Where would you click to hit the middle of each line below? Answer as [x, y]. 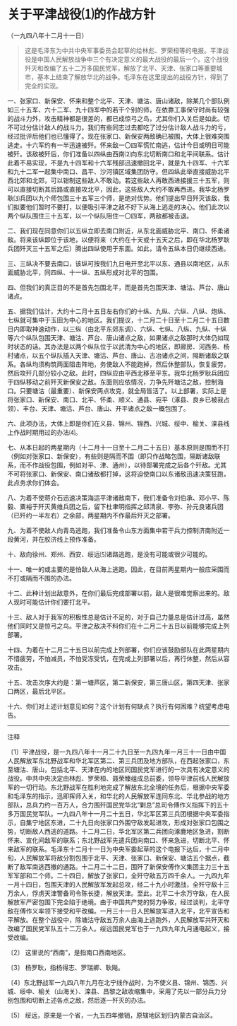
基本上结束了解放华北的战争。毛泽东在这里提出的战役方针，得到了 [133, 77]
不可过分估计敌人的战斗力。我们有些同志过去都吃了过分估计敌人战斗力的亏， [119, 127]
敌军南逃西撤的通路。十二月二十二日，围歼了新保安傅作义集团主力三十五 [124, 866]
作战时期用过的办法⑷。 [47, 432]
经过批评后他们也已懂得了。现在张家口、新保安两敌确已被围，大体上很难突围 [119, 136]
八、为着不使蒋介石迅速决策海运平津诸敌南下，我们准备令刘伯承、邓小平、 [115, 497]
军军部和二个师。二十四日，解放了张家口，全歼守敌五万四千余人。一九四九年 [119, 875]
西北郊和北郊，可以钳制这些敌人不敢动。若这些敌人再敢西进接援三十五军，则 [119, 180]
